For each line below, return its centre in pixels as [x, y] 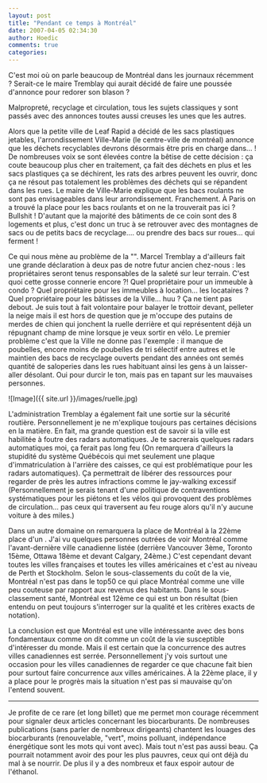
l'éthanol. [23, 771]
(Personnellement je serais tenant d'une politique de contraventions [119, 490]
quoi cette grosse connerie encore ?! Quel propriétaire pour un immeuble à [131, 282]
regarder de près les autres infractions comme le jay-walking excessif [122, 481]
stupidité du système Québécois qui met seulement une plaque [112, 456]
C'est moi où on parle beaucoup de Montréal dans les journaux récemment [131, 75]
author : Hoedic [33, 38]
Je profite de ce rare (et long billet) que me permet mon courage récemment [133, 713]
